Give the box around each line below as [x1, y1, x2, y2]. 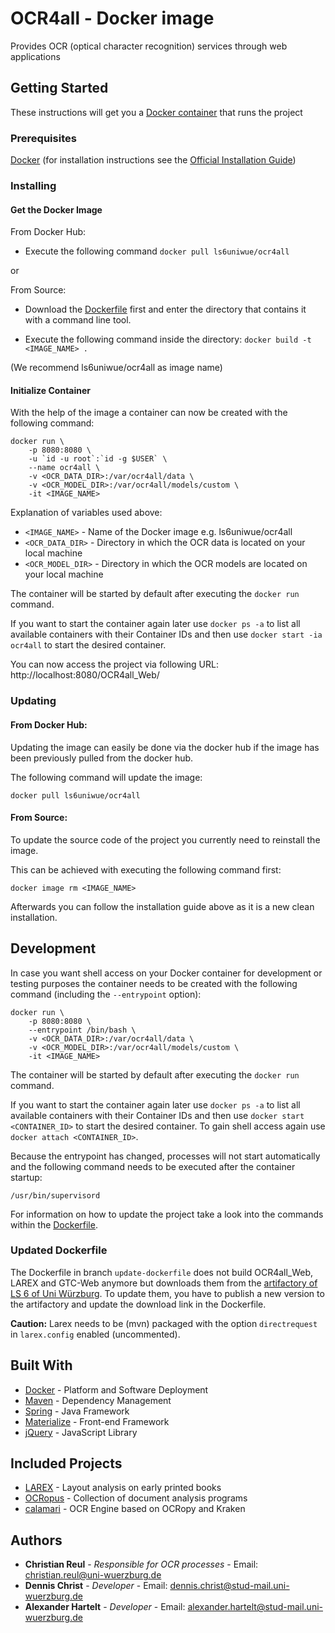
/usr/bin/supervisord [10, 1190, 101, 1201]
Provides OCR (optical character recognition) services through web [10, 40, 288, 52]
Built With [10, 1357, 73, 1374]
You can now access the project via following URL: [10, 658, 219, 671]
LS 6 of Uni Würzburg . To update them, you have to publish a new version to [10, 1287, 325, 1299]
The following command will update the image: [10, 771, 203, 783]
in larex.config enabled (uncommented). [10, 1328, 181, 1340]
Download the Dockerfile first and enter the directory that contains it [24, 303, 307, 316]
